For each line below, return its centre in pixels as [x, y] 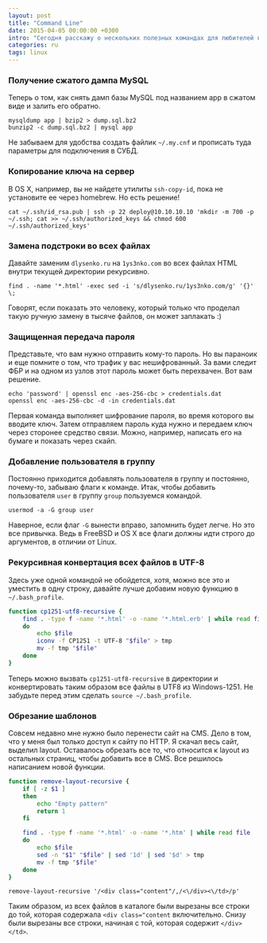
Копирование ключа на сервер [72, 172]
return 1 [51, 811]
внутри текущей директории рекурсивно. [79, 271]
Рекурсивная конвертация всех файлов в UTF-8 [106, 563]
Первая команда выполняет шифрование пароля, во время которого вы [131, 416]
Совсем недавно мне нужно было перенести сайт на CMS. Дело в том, [130, 733]
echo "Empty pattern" [73, 804]
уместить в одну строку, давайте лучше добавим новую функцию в [124, 588]
